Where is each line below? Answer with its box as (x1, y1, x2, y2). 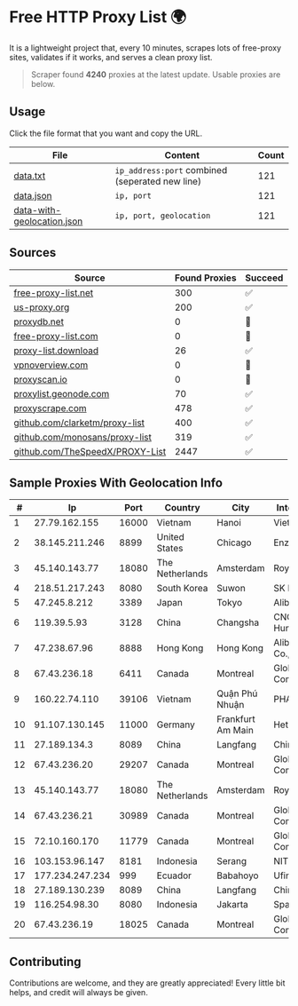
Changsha (216, 616, 260, 629)
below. (30, 78, 56, 89)
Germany (156, 718, 195, 731)
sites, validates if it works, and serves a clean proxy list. (9, 51, 213, 62)
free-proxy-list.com (13, 329, 99, 342)
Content (164, 148, 200, 161)
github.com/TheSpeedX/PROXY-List (13, 445, 167, 457)
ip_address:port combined (114, 163, 228, 176)
